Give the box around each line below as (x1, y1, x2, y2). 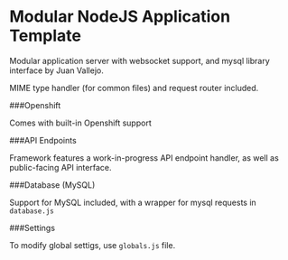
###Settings (9, 222, 56, 233)
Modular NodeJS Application (9, 6, 231, 27)
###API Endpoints (9, 135, 77, 145)
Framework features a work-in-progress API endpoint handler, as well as (9, 152, 280, 163)
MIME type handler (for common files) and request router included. (9, 82, 259, 93)
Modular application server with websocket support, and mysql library (9, 55, 271, 66)
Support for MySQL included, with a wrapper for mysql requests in (9, 197, 257, 208)
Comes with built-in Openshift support (9, 117, 152, 128)
